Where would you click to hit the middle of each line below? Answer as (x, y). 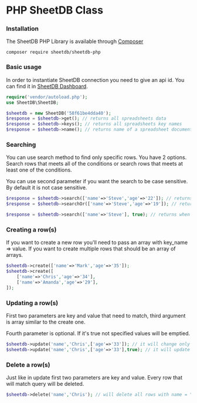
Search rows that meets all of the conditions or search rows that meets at (95, 164)
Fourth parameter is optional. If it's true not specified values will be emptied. (98, 333)
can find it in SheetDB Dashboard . (47, 86)
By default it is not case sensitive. (47, 188)
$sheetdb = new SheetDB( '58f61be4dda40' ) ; (59, 113)
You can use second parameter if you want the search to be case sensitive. (97, 181)
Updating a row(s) (32, 303)
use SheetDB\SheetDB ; (33, 103)
